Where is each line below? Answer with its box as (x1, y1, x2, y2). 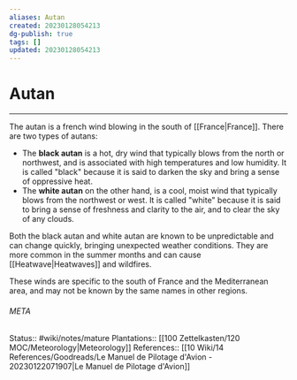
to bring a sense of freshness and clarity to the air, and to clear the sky (21, 204, 280, 215)
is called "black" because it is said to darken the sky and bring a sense (21, 167, 280, 178)
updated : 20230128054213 (9, 46, 101, 55)
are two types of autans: (9, 131, 98, 141)
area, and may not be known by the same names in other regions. (9, 285, 248, 296)
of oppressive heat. (21, 176, 93, 186)
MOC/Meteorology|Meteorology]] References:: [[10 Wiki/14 (9, 342, 225, 353)
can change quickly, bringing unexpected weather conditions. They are (9, 240, 269, 251)
